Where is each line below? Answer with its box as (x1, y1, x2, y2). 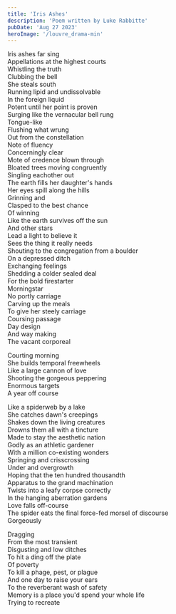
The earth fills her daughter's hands (7, 179, 113, 187)
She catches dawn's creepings (7, 410, 98, 419)
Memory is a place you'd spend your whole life (7, 590, 145, 599)
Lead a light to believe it (7, 231, 78, 240)
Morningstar (7, 284, 44, 293)
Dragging (7, 530, 35, 538)
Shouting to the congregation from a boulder (7, 246, 139, 255)
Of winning (7, 209, 40, 217)
